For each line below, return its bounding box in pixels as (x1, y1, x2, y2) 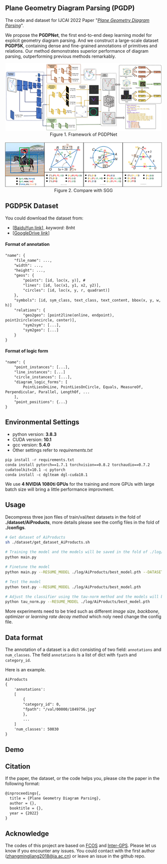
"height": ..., (14, 268, 46, 273)
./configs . (5, 525, 26, 531)
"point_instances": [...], (14, 364, 70, 370)
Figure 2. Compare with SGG (54, 187, 113, 193)
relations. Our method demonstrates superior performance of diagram (5, 48, 149, 54)
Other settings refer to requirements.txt (12, 447, 93, 453)
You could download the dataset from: (5, 215, 83, 221)
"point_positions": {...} (14, 399, 68, 405)
